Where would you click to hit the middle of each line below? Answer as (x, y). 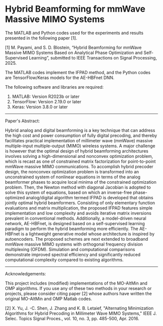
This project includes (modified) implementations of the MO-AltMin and (76, 283)
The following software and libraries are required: (54, 87)
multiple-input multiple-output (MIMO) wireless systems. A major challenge (80, 146)
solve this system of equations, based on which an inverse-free (69, 192)
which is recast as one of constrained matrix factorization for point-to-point (81, 161)
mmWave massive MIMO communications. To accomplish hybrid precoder (79, 166)
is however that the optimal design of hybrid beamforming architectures (77, 151)
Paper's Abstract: (23, 121)
